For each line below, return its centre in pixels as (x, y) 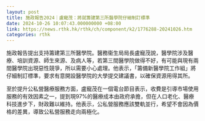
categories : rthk (28, 35)
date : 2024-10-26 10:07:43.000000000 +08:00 (64, 23)
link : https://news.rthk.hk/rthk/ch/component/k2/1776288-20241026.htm (99, 29)
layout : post (23, 12)
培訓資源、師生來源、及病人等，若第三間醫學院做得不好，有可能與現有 (105, 61)
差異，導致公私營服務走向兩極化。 (59, 112)
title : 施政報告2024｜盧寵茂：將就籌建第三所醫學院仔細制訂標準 (78, 18)
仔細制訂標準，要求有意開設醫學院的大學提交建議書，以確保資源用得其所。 (100, 76)
